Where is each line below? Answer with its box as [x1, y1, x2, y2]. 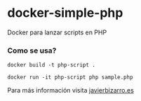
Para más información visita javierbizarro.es [7, 86, 135, 95]
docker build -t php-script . [7, 62, 96, 69]
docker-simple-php [7, 5, 123, 21]
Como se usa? [7, 46, 57, 55]
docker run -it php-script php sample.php [7, 74, 133, 81]
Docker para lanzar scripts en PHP [7, 28, 107, 36]
